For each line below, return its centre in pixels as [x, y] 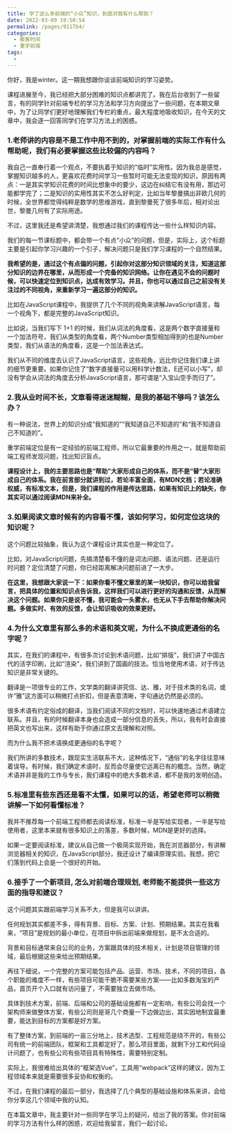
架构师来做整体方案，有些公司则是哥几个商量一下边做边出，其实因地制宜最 [113, 1012]
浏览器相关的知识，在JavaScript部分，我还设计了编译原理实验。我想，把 [111, 854]
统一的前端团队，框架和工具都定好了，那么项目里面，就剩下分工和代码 [119, 1044]
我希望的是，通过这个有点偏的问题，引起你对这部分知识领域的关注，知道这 [113, 264]
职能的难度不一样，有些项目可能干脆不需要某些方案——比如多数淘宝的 [113, 980]
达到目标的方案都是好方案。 [65, 1021]
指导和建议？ [43, 893]
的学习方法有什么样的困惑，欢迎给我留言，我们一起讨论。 [89, 1123]
